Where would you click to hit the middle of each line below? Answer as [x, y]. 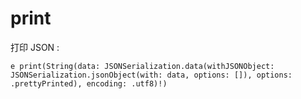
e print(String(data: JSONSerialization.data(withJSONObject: [142, 66]
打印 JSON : [35, 47]
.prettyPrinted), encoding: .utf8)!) [89, 83]
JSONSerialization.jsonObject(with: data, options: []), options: [151, 75]
